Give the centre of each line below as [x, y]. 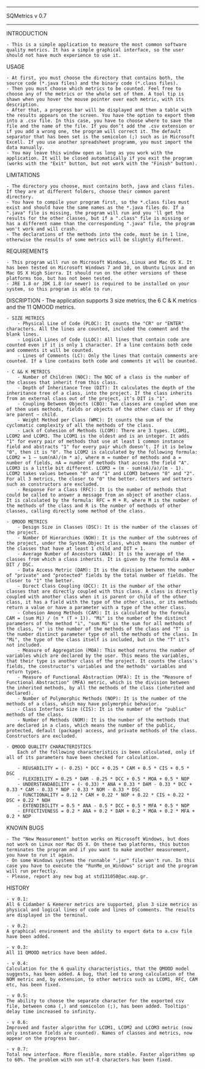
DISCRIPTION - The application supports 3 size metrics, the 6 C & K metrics [102, 300]
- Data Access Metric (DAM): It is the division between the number [106, 570]
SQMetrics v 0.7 [27, 16]
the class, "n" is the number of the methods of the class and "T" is [98, 629]
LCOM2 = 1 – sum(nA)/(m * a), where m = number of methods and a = [94, 457]
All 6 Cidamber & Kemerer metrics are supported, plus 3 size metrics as [102, 904]
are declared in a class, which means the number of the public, [91, 726]
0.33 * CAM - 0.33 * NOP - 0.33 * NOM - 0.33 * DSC [73, 790]
